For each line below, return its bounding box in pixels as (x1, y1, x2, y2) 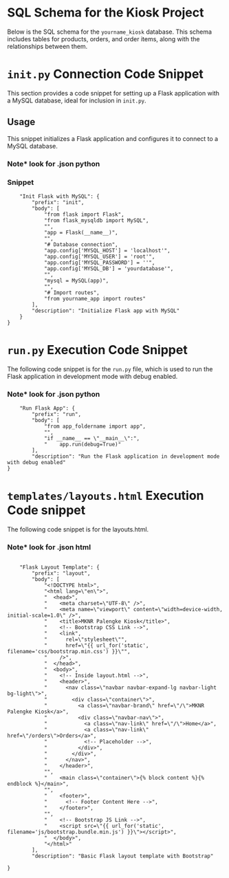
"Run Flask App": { (19, 405, 76, 412)
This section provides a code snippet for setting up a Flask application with (7, 89, 220, 97)
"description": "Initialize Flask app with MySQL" (32, 307, 180, 314)
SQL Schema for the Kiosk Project (7, 5, 204, 21)
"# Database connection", (43, 241, 118, 248)
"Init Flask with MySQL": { (19, 193, 100, 200)
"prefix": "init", (32, 199, 85, 206)
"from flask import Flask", (43, 211, 125, 218)
